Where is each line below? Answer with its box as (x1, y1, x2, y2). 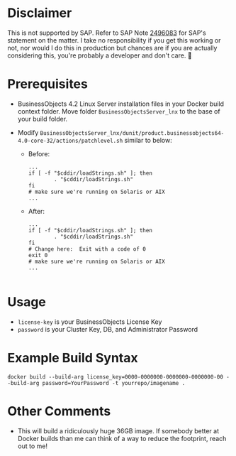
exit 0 (28, 251, 48, 259)
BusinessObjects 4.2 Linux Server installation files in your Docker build (17, 99, 225, 108)
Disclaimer (7, 5, 72, 21)
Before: (28, 149, 50, 158)
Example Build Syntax (7, 350, 138, 366)
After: (28, 207, 45, 215)
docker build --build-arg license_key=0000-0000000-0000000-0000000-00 (7, 373, 223, 381)
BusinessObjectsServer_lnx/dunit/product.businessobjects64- (40, 129, 225, 136)
